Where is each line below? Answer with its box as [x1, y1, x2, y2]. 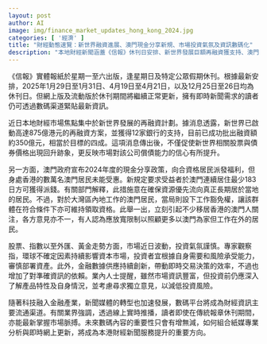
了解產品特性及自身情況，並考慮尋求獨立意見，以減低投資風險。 [8, 281, 217, 290]
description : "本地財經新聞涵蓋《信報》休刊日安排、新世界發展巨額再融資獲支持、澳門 [8, 48, 260, 56]
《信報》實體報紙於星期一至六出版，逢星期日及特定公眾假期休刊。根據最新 [8, 72, 252, 80]
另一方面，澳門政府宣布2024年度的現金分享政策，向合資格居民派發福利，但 [8, 164, 256, 174]
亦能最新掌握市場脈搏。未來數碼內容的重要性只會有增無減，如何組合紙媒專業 [8, 318, 259, 327]
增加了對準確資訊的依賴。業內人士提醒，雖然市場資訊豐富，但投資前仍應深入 [8, 271, 259, 280]
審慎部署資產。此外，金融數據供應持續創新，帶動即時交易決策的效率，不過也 [8, 261, 259, 270]
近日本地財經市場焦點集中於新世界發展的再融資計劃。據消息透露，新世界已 [8, 118, 252, 127]
